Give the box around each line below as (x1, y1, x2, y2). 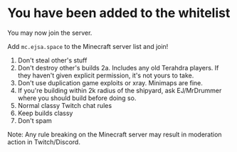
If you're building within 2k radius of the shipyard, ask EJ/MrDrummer (17, 86, 222, 94)
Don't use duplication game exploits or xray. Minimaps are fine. (17, 78, 203, 87)
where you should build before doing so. (17, 94, 137, 102)
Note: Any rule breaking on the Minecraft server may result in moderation (7, 130, 222, 139)
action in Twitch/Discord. (7, 137, 80, 146)
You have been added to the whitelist (7, 5, 231, 21)
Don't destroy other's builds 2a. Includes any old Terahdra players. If (17, 63, 219, 72)
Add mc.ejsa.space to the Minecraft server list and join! (7, 42, 169, 50)
